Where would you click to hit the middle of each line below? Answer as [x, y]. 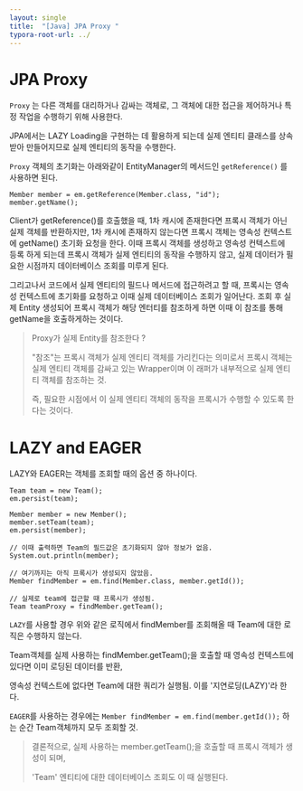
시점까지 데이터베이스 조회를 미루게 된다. [97, 266]
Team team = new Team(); [56, 491]
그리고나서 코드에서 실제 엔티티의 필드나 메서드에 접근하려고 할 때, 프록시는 [141, 285]
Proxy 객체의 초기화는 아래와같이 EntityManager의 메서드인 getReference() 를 [148, 166]
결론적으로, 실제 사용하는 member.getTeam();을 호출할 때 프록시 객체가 [157, 747]
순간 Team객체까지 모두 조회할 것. [78, 728]
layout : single [38, 18]
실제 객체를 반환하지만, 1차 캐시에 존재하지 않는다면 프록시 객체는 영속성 [135, 232]
